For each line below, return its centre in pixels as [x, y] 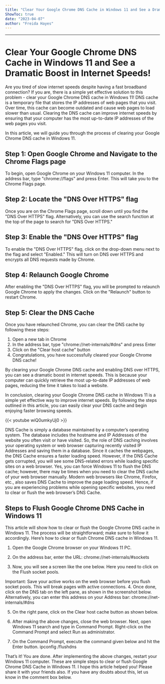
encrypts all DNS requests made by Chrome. [50, 260]
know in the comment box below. [39, 677]
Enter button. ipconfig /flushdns [44, 647]
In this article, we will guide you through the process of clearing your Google [82, 133]
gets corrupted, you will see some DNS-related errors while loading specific [82, 461]
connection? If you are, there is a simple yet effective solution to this [74, 92]
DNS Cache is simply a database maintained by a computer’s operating [77, 430]
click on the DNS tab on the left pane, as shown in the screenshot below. [79, 592]
